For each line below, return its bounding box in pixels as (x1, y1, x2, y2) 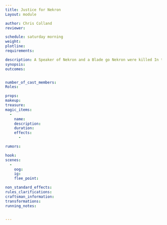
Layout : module (5, 12, 37, 17)
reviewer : (5, 25, 26, 30)
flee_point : (14, 176, 39, 181)
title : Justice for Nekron (5, 7, 61, 12)
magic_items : (5, 107, 32, 112)
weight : (5, 39, 21, 44)
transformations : (5, 199, 41, 204)
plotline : (5, 44, 26, 49)
